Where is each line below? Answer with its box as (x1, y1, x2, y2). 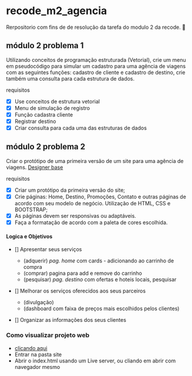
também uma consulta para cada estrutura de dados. (6, 75, 135, 82)
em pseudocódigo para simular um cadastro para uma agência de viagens (6, 62, 186, 69)
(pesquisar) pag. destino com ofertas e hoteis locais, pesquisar (23, 276, 177, 283)
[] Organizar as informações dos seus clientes (14, 317, 126, 324)
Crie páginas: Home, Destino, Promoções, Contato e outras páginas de (14, 193, 187, 200)
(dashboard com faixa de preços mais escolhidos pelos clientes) (23, 305, 180, 312)
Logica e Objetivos (6, 232, 53, 239)
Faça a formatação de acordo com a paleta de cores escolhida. (14, 219, 168, 226)
